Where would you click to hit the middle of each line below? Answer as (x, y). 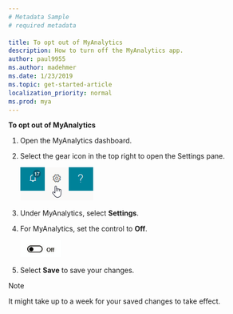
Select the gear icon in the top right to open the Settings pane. (122, 156)
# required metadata (43, 25)
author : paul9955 (37, 59)
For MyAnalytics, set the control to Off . (83, 229)
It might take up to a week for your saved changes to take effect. (115, 301)
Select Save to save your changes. (77, 270)
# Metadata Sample (39, 17)
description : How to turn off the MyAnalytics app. (96, 51)
